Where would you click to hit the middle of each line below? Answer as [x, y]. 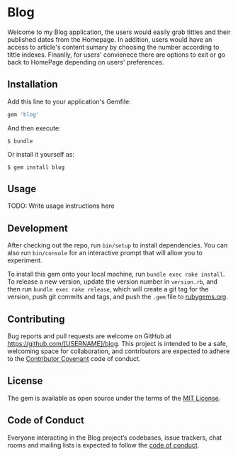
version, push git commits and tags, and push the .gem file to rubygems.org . [118, 297]
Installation [33, 85]
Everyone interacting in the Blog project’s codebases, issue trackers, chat [114, 438]
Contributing [36, 319]
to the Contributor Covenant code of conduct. [74, 359]
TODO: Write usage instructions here [61, 206]
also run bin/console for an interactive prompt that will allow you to [105, 253]
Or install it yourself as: [41, 154]
